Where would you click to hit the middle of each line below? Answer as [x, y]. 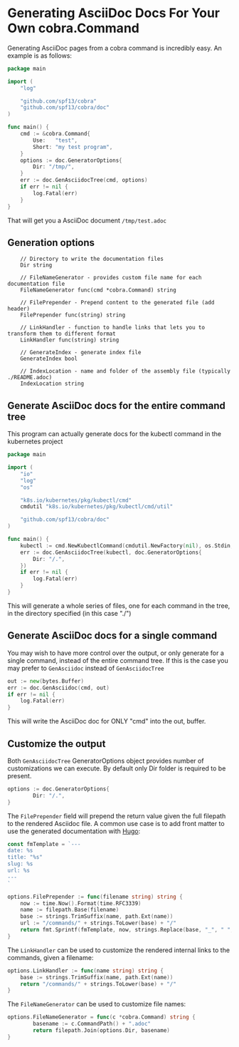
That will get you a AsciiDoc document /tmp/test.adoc [87, 220]
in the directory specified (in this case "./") [69, 613]
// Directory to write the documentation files [92, 259]
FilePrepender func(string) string [73, 315]
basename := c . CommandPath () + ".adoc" [92, 1024]
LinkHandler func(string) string [70, 340]
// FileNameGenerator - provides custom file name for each [111, 278]
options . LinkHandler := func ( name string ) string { [85, 971]
